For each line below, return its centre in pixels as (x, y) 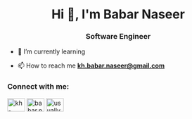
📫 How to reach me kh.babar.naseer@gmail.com (91, 65)
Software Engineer (118, 37)
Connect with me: (38, 87)
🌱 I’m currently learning (51, 51)
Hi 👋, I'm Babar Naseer (118, 14)
